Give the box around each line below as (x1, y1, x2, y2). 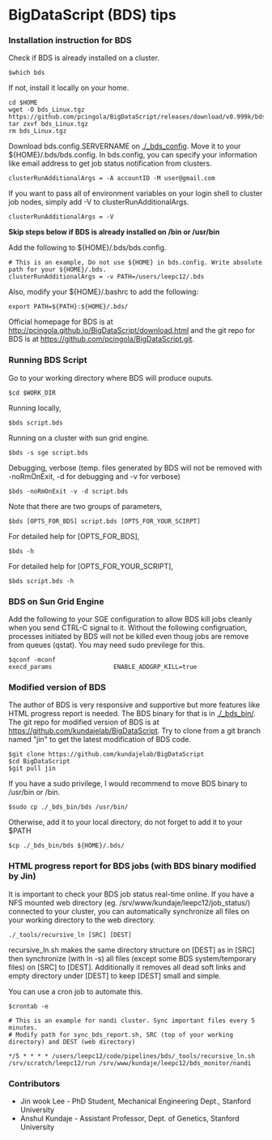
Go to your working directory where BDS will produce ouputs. (8, 373, 214, 382)
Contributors (8, 1077, 61, 1089)
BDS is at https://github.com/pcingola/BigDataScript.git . (8, 335, 194, 344)
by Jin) (8, 870, 36, 882)
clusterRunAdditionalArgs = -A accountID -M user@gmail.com (8, 175, 216, 183)
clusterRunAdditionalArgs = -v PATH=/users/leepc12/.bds (8, 273, 205, 281)
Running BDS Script (8, 355, 87, 366)
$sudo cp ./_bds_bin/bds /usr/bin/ (8, 803, 129, 811)
